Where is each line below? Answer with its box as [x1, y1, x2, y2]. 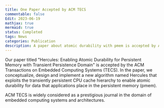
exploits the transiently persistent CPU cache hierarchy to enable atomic [5, 77, 150, 83]
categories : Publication [5, 39, 56, 44]
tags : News [5, 35, 27, 39]
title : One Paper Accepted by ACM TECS [5, 7, 86, 12]
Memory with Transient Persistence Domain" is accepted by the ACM [5, 62, 144, 68]
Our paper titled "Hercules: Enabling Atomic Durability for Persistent [5, 56, 142, 62]
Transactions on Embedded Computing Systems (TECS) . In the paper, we [5, 67, 153, 73]
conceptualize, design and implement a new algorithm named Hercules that [5, 72, 157, 78]
